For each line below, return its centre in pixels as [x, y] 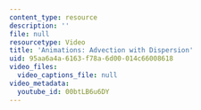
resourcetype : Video [48, 42]
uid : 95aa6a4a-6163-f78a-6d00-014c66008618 [92, 59]
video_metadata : [39, 83]
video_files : [33, 67]
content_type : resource [54, 17]
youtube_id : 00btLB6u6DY [63, 91]
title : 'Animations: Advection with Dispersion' [101, 51]
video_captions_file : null [67, 75]
